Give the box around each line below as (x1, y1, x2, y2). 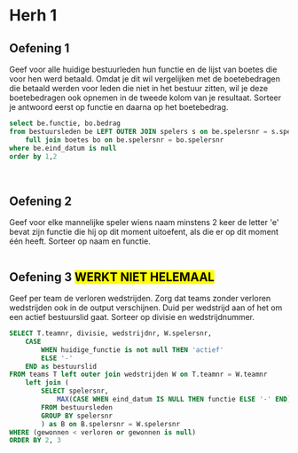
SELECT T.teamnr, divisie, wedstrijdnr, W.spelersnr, (9, 329, 213, 338)
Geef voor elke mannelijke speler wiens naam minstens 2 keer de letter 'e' (9, 217, 279, 228)
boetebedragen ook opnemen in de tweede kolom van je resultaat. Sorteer (9, 92, 282, 103)
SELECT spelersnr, (41, 387, 109, 395)
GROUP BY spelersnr (41, 411, 114, 420)
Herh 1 (9, 5, 58, 26)
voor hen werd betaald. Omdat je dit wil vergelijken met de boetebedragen (9, 74, 281, 84)
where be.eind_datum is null (9, 144, 117, 152)
